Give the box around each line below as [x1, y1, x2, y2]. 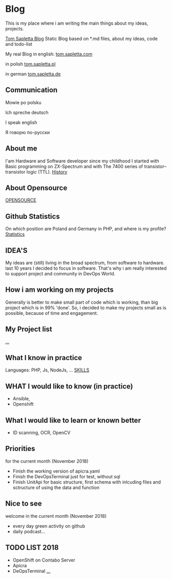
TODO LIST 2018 [5, 543, 59, 552]
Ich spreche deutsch [5, 109, 49, 116]
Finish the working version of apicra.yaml [12, 468, 100, 474]
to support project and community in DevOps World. [5, 271, 116, 276]
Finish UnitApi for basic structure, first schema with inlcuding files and [12, 479, 161, 485]
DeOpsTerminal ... [12, 568, 51, 574]
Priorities [5, 444, 35, 453]
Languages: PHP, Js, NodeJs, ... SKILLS [5, 367, 90, 373]
